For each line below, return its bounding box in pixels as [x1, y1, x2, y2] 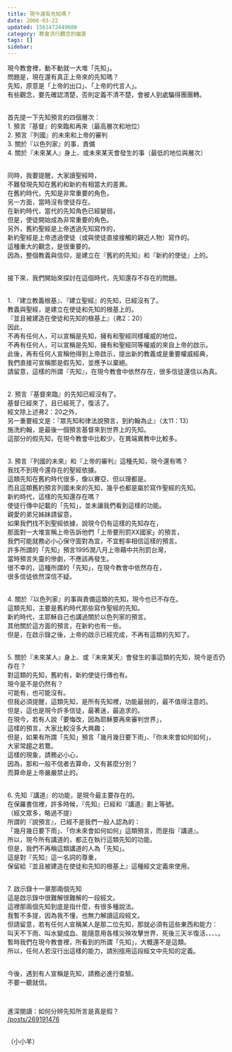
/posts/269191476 [7, 1015, 60, 1023]
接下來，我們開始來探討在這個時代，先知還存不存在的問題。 [7, 274, 181, 282]
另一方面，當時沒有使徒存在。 [7, 198, 94, 206]
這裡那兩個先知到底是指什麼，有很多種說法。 [7, 902, 138, 911]
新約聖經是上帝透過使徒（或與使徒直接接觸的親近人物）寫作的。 [7, 234, 193, 241]
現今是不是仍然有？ [7, 679, 64, 688]
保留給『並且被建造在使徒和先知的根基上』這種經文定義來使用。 [7, 862, 193, 870]
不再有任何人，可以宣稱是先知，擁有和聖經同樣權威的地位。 [7, 332, 181, 340]
